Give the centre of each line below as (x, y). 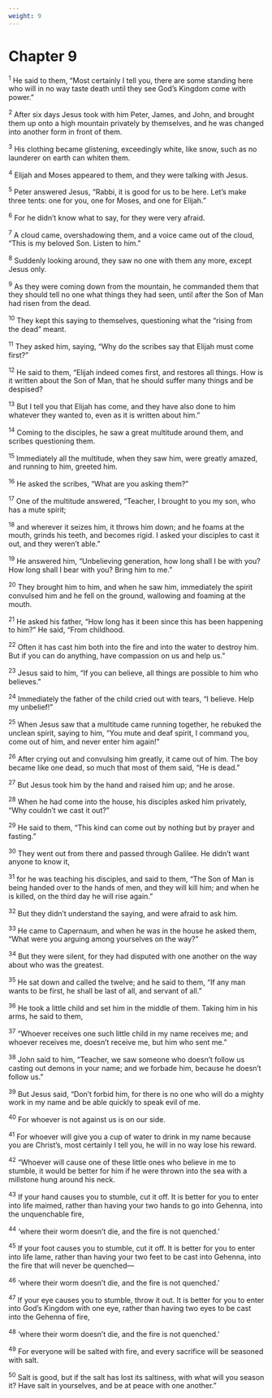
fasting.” (22, 836)
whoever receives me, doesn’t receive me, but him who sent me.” (118, 1042)
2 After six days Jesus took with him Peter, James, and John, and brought (132, 114)
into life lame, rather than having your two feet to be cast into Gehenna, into (135, 1257)
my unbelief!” (31, 707)
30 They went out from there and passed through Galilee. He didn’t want (129, 853)
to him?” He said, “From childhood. (67, 630)
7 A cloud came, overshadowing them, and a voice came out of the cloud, (132, 234)
